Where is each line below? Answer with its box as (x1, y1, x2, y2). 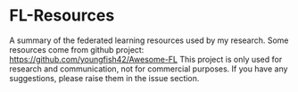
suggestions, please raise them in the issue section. (9, 72, 200, 83)
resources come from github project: (9, 44, 145, 54)
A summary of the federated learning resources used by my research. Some (9, 35, 289, 46)
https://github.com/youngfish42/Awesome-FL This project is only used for (9, 54, 283, 64)
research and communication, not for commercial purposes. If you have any (9, 63, 288, 74)
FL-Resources (9, 5, 115, 26)
